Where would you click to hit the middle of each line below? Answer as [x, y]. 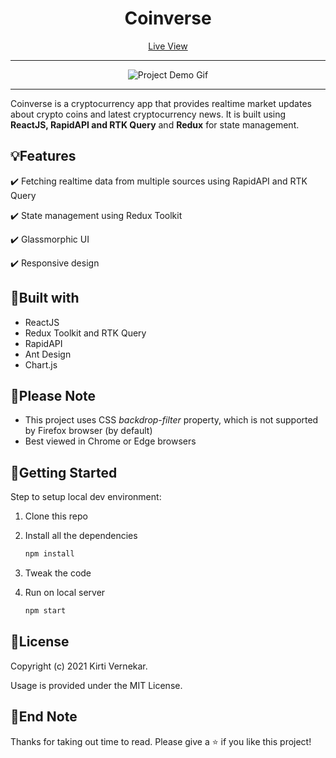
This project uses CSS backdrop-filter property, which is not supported [171, 420]
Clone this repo [56, 516]
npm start [45, 611]
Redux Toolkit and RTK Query [85, 333]
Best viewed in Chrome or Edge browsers [110, 441]
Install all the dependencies [81, 536]
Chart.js [41, 364]
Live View [168, 46]
